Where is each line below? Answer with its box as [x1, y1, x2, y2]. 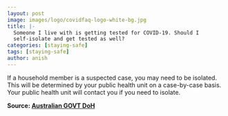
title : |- [7, 23, 36, 30]
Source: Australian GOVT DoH [7, 101, 95, 110]
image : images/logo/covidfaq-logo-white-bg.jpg [7, 16, 147, 23]
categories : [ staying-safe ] [7, 42, 88, 49]
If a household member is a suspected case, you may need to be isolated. [7, 73, 218, 82]
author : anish [7, 55, 48, 62]
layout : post [7, 10, 45, 17]
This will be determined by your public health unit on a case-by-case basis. [7, 80, 222, 89]
